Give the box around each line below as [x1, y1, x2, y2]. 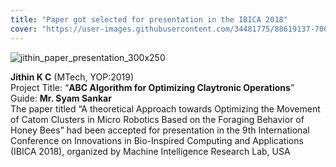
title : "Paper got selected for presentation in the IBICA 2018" [10, 14, 288, 25]
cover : [10, 24, 38, 34]
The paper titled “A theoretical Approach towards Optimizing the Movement [10, 102, 321, 115]
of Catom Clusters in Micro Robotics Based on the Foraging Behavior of [10, 113, 305, 125]
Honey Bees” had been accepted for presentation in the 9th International [10, 124, 310, 136]
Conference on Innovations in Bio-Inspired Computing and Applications [10, 134, 304, 146]
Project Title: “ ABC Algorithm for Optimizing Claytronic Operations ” [10, 81, 295, 93]
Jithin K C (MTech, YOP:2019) [10, 71, 135, 83]
